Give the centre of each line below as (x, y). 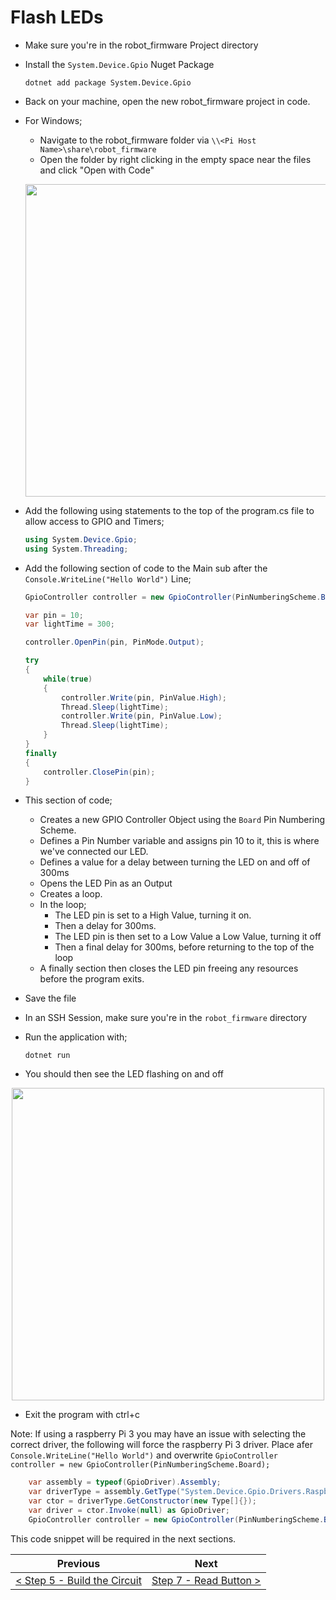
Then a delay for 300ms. (105, 926)
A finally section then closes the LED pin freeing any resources (169, 968)
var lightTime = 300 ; (70, 624)
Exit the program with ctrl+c (82, 1415)
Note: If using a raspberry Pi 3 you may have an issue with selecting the (158, 1434)
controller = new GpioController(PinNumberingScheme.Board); (140, 1465)
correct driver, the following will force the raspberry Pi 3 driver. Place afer (161, 1445)
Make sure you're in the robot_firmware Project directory (141, 45)
